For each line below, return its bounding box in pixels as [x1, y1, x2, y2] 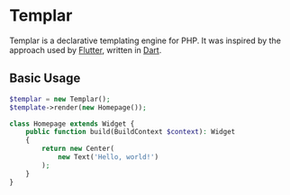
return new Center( [41, 145, 115, 154]
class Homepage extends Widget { [9, 119, 135, 129]
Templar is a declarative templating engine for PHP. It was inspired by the [9, 35, 282, 46]
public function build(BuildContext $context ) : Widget [25, 128, 236, 137]
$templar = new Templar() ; [9, 94, 111, 103]
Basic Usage [9, 71, 81, 86]
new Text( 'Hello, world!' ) [57, 153, 159, 162]
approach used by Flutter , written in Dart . [9, 44, 162, 55]
